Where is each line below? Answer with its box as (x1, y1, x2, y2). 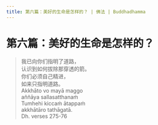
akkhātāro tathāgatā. (21, 106, 73, 113)
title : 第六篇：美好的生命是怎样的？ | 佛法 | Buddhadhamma (6, 8, 146, 15)
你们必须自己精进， (21, 73, 69, 80)
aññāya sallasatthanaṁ (21, 93, 78, 100)
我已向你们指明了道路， (21, 58, 80, 65)
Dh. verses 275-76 (21, 112, 68, 120)
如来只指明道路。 (21, 80, 64, 87)
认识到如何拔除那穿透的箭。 (21, 65, 90, 72)
